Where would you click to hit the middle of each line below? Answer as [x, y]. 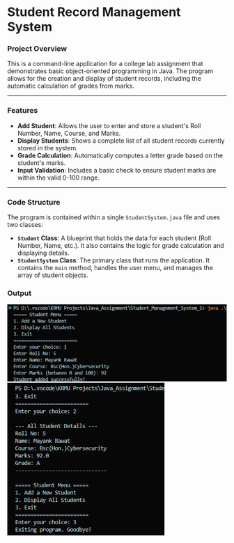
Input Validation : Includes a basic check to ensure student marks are [117, 170]
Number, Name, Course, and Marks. [69, 133]
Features [23, 111]
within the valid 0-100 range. [58, 178]
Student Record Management [94, 12]
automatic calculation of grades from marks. [71, 86]
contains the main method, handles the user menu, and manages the [115, 268]
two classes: [25, 225]
